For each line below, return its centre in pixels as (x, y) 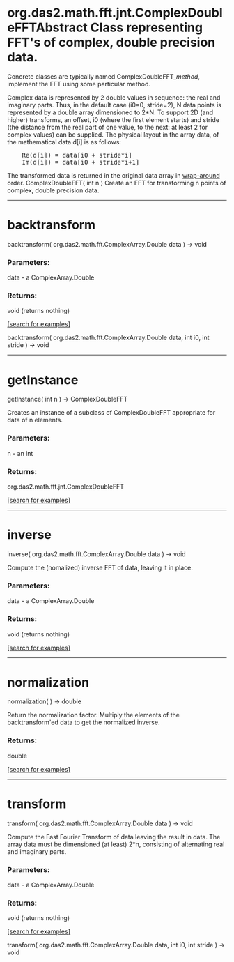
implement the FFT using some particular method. (79, 84)
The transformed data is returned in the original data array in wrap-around (114, 175)
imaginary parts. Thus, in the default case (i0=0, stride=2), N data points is (114, 105)
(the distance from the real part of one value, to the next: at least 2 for (107, 127)
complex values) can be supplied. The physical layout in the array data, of (113, 135)
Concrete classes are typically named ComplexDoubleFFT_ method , (104, 76)
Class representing (147, 28)
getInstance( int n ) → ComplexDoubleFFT (68, 399)
